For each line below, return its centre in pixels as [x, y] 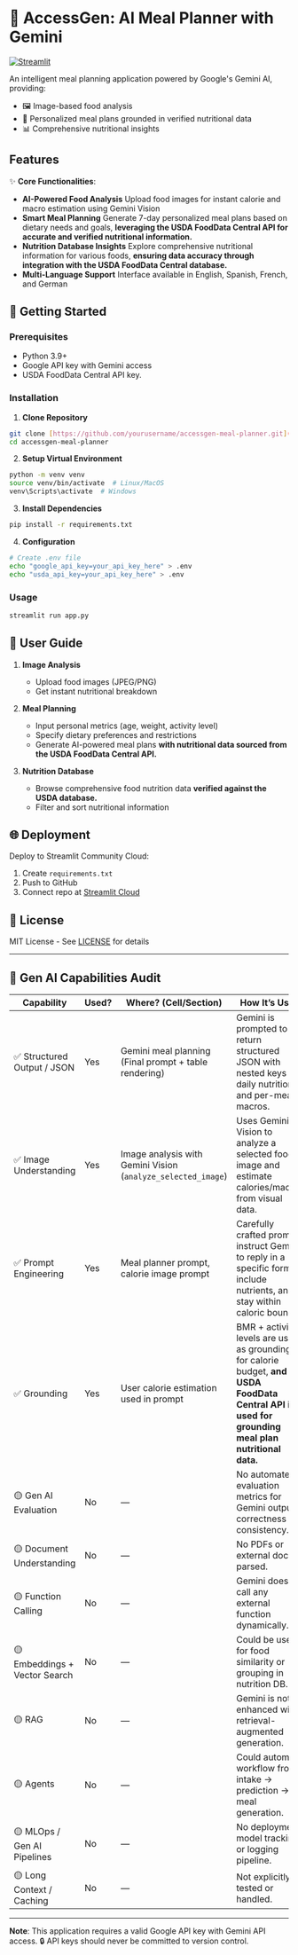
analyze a [256, 1143]
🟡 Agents [34, 1784]
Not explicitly [263, 1877]
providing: [27, 88]
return [249, 1040]
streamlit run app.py [49, 616]
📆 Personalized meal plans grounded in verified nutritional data [137, 118]
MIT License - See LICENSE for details [79, 942]
